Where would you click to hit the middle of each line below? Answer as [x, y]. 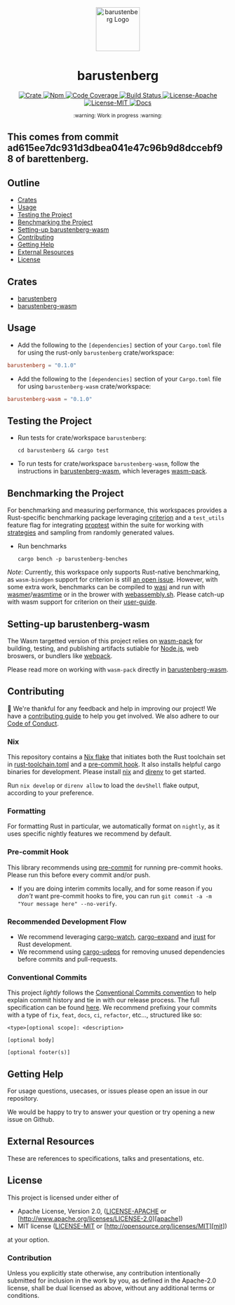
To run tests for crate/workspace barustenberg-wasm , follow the [108, 464]
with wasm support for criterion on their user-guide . [82, 602]
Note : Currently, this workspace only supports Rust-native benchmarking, [114, 572]
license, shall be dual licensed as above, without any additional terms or [111, 1287]
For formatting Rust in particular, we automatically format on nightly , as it [114, 826]
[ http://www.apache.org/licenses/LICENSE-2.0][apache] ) [100, 1219]
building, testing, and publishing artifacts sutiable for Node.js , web [103, 648]
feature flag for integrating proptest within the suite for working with [106, 525]
